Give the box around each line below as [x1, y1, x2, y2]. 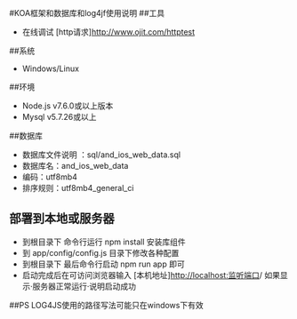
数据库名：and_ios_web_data [21, 161, 129, 171]
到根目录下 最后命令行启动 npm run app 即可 [21, 259, 185, 269]
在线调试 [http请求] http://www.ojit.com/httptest [21, 27, 196, 37]
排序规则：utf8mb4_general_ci [21, 183, 134, 193]
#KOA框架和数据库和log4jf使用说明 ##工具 [9, 8, 165, 18]
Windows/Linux [21, 63, 80, 74]
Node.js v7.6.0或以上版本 [21, 100, 114, 111]
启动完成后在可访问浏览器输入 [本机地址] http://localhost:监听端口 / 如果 [21, 269, 280, 280]
